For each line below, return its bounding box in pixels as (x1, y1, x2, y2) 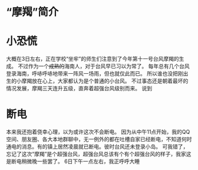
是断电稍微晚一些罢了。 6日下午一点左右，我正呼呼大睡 (6, 158, 140, 165)
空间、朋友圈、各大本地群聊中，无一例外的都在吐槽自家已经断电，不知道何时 (6, 136, 192, 143)
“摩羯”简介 (6, 5, 59, 19)
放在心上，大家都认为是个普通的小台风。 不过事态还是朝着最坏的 (31, 77, 189, 84)
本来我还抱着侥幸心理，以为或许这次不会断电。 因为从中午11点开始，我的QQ (6, 128, 190, 136)
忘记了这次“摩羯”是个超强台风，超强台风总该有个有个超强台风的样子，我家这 (6, 151, 192, 158)
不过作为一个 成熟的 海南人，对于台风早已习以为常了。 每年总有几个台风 (17, 63, 190, 70)
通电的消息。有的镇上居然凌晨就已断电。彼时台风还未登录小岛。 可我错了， (6, 143, 189, 151)
